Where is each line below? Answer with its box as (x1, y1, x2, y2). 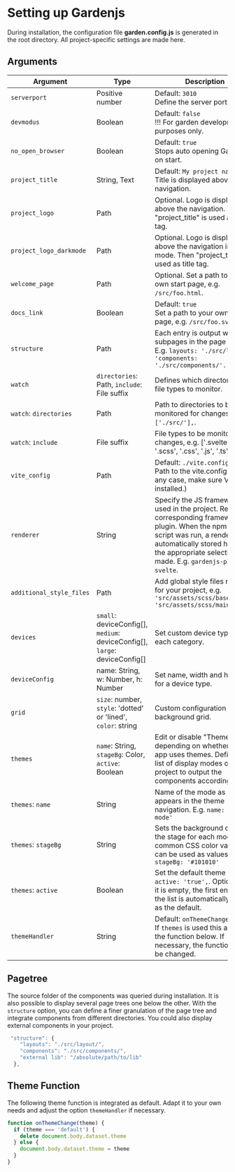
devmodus (10, 118, 40, 126)
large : (97, 645, 117, 655)
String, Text (97, 175, 134, 185)
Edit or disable (155, 732, 202, 742)
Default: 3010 (155, 88, 197, 98)
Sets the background (155, 823, 224, 833)
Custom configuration (155, 703, 227, 713)
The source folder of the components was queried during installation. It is (7, 991, 219, 1000)
